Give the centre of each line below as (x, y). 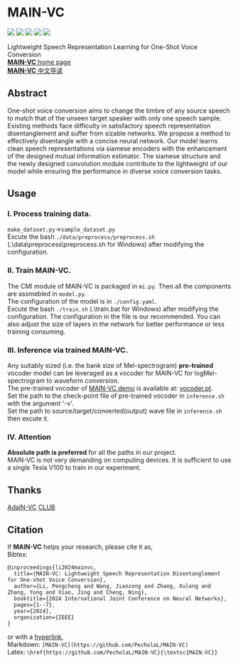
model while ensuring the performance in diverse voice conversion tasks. (115, 171)
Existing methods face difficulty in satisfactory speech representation (109, 125)
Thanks (25, 490)
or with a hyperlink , (36, 637)
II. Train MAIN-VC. (39, 270)
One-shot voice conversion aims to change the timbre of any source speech (119, 110)
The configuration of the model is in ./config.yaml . (82, 301)
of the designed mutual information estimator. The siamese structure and (114, 156)
